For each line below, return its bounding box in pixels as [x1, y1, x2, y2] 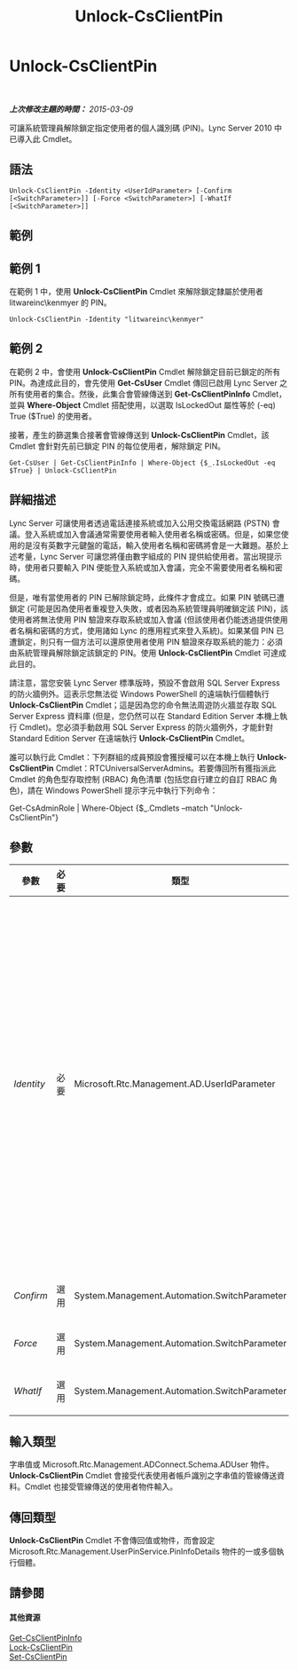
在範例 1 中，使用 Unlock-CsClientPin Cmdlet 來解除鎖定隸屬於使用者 [9, 286, 263, 296]
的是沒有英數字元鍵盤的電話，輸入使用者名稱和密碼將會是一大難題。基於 [16, 539, 281, 551]
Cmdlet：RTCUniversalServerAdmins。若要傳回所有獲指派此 [55, 763, 277, 773]
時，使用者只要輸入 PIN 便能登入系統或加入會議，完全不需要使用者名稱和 [9, 561, 276, 573]
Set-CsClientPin [9, 1651, 68, 1662]
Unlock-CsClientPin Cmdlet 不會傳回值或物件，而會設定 [9, 1535, 216, 1546]
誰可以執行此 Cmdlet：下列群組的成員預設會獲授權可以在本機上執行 [9, 751, 255, 762]
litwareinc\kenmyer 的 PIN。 [9, 297, 113, 308]
